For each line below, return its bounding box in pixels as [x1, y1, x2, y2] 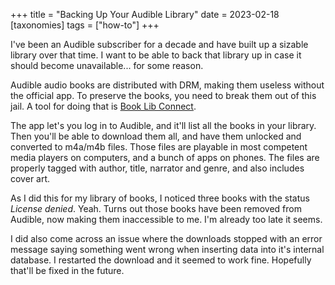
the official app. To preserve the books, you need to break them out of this [10, 90, 317, 101]
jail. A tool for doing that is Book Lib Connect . [10, 100, 197, 112]
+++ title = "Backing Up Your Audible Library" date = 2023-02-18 [10, 9, 280, 20]
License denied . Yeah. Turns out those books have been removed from [10, 203, 302, 214]
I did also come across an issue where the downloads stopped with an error [10, 233, 323, 244]
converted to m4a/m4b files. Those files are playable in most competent [10, 141, 308, 153]
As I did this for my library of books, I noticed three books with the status [10, 192, 310, 204]
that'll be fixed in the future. [10, 265, 125, 276]
